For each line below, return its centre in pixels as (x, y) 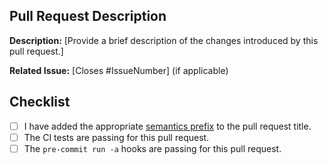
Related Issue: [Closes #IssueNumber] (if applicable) (119, 70)
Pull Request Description (88, 16)
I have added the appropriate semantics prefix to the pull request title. (167, 126)
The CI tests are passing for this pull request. (116, 137)
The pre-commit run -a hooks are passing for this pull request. (152, 148)
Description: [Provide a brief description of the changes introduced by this (164, 40)
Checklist (40, 102)
